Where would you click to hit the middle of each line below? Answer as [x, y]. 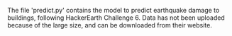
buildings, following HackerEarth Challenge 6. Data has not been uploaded [116, 18]
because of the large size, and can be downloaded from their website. [110, 25]
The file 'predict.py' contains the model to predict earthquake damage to [114, 10]
